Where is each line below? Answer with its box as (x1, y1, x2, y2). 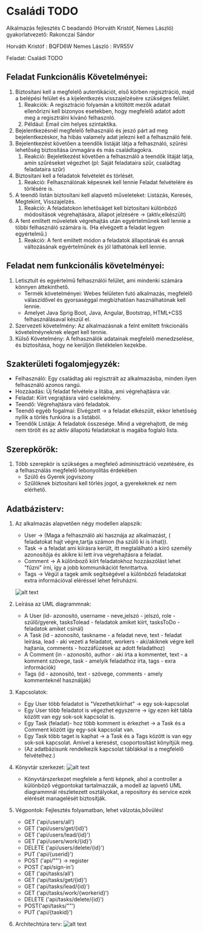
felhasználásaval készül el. (24, 315, 91, 323)
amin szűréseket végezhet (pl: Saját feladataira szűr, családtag (24, 159, 181, 166)
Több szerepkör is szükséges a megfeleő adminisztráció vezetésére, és (15, 460, 194, 468)
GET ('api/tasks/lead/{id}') (24, 883, 90, 890)
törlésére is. (24, 185, 54, 192)
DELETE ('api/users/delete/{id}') (24, 844, 105, 851)
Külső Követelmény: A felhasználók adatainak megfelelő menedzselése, (15, 335, 194, 342)
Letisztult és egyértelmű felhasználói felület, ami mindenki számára (15, 276, 183, 284)
